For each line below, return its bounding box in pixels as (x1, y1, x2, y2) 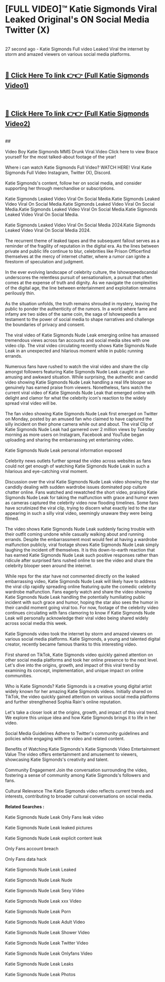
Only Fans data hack (5, 856, 47, 862)
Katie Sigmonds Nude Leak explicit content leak (5, 835, 102, 841)
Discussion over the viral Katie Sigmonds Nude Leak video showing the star (5, 478, 159, 484)
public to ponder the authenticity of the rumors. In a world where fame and (5, 306, 157, 312)
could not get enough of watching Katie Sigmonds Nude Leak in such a (5, 463, 150, 469)
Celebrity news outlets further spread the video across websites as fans (5, 458, 151, 464)
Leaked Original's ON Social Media (5, 14, 150, 25)
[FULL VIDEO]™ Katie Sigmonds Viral (5, 3, 158, 15)
